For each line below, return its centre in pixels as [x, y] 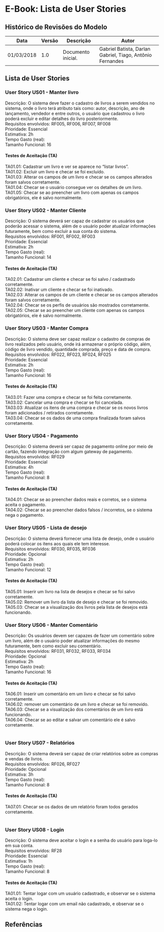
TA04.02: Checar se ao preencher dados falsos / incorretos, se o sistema [79, 510]
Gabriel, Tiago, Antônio [126, 55]
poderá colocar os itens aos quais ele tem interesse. [58, 543]
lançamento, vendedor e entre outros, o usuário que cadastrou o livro [75, 113]
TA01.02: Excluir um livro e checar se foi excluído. [55, 171]
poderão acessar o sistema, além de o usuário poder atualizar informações [81, 226]
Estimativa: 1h [19, 861]
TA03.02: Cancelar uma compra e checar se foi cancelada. [64, 402]
